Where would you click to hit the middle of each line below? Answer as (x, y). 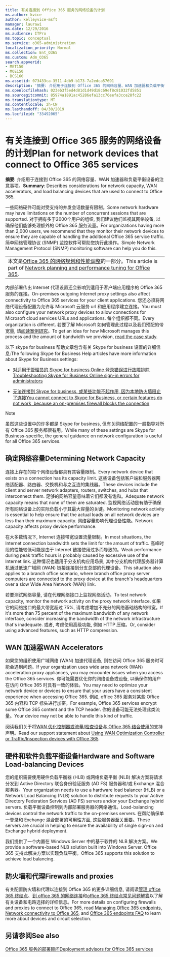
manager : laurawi (24, 24)
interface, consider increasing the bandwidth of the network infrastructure (83, 618)
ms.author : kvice (24, 15)
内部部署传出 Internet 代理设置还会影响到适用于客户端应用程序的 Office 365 (84, 287)
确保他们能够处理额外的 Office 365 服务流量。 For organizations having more (85, 225)
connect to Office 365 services (72, 165)
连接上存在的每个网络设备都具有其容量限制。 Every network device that (79, 471)
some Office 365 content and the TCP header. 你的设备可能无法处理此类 (80, 709)
